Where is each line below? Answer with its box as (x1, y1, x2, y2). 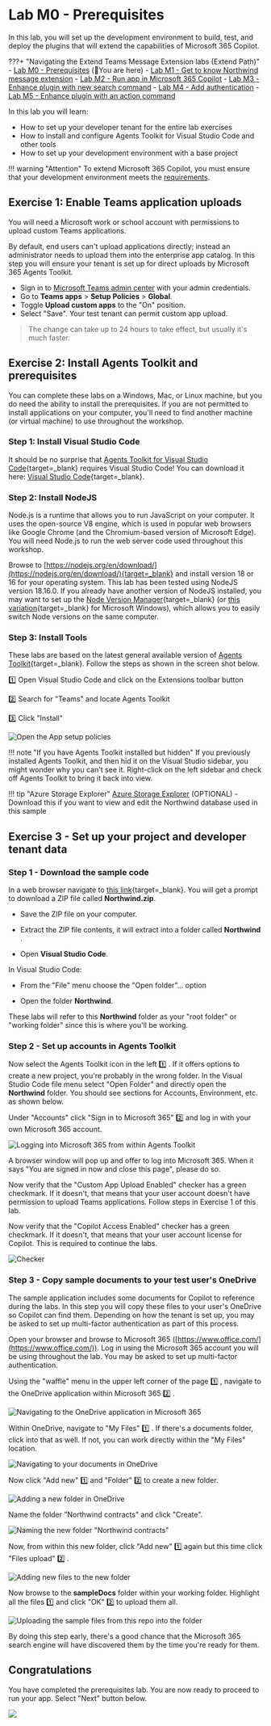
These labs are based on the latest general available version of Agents (8, 650, 243, 660)
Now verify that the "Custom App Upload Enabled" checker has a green (8, 1180, 247, 1189)
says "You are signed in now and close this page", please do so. (8, 1164, 221, 1174)
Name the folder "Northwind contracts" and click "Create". (8, 1509, 203, 1519)
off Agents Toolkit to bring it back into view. (8, 773, 153, 783)
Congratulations (8, 1663, 92, 1678)
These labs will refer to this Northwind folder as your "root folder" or (8, 1012, 237, 1021)
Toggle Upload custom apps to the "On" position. (19, 300, 186, 309)
